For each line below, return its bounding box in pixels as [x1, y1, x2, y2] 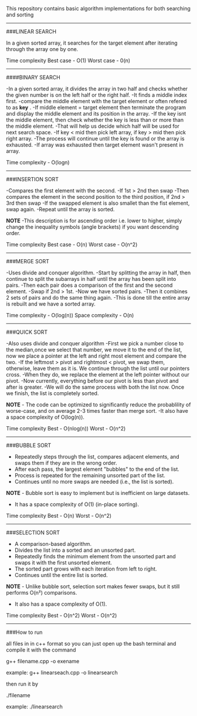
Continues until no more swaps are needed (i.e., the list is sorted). [14, 478, 174, 485]
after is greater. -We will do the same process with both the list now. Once [6, 384, 185, 391]
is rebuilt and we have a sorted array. [6, 300, 96, 307]
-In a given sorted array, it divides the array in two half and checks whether [6, 85, 188, 92]
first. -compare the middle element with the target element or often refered [6, 98, 187, 104]
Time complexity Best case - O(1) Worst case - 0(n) [6, 57, 131, 64]
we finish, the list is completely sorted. [6, 390, 99, 396]
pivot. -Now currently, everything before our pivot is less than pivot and [6, 378, 179, 384]
